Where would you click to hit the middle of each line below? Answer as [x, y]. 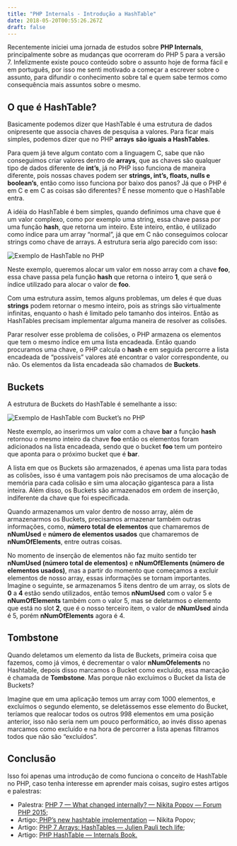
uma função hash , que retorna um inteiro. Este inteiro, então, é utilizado [112, 227]
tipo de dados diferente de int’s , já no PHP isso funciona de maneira [107, 168]
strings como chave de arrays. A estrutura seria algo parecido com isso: [112, 242]
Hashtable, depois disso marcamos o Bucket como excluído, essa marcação [118, 670]
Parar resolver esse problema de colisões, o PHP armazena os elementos [114, 334]
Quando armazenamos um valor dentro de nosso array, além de [100, 512]
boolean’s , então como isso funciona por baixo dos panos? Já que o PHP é [117, 183]
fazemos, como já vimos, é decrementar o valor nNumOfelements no [109, 662]
